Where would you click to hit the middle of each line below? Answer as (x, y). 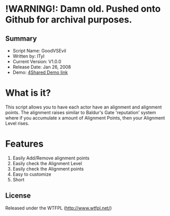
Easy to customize (32, 174)
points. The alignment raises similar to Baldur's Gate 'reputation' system (81, 112)
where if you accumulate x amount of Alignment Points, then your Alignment (85, 118)
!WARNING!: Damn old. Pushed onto (83, 9)
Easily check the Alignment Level (47, 163)
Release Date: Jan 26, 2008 (42, 67)
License (18, 196)
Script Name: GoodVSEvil (39, 51)
